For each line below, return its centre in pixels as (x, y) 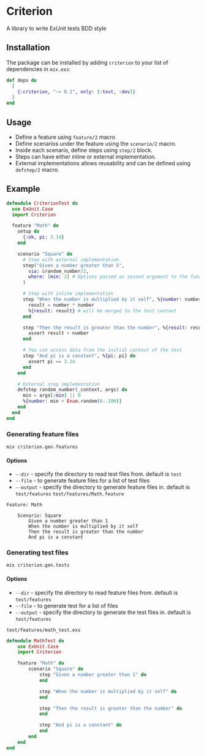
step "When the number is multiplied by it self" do (108, 691)
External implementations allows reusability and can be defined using (103, 163)
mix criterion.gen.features (42, 447)
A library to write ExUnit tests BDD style (56, 28)
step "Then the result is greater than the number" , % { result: (105, 328)
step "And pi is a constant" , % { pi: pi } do (79, 356)
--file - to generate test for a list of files (67, 605)
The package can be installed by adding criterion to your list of (87, 62)
